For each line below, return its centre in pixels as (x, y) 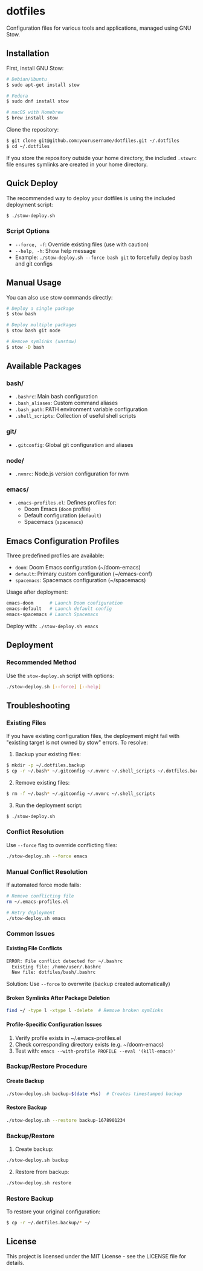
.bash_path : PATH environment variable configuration (81, 409)
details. (15, 1263)
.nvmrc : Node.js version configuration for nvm (72, 474)
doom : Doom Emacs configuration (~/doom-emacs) (78, 568)
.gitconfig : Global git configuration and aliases (74, 444)
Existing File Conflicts (34, 948)
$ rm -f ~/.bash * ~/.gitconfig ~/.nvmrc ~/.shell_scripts (81, 793)
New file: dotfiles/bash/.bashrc (54, 972)
